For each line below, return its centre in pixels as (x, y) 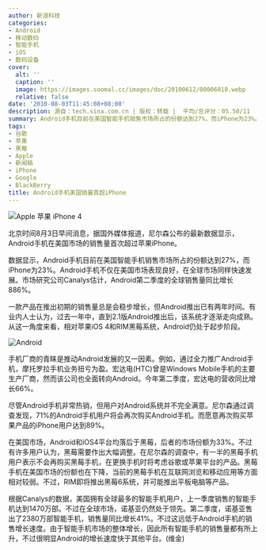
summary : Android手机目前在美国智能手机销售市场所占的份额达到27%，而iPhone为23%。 (135, 119)
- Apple (21, 156)
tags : (17, 126)
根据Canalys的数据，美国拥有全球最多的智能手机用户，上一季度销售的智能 (129, 498)
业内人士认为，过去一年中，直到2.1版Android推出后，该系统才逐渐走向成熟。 (133, 316)
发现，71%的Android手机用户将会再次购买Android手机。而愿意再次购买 (131, 415)
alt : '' (28, 75)
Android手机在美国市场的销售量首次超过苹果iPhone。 (95, 243)
